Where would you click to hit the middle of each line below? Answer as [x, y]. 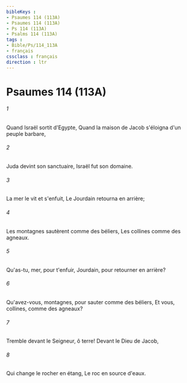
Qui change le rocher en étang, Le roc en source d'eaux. [76, 373]
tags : [14, 40]
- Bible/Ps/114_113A [32, 46]
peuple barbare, [26, 133]
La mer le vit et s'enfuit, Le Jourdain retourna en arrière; [76, 198]
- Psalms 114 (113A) [32, 34]
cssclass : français [32, 57]
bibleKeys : [21, 12]
